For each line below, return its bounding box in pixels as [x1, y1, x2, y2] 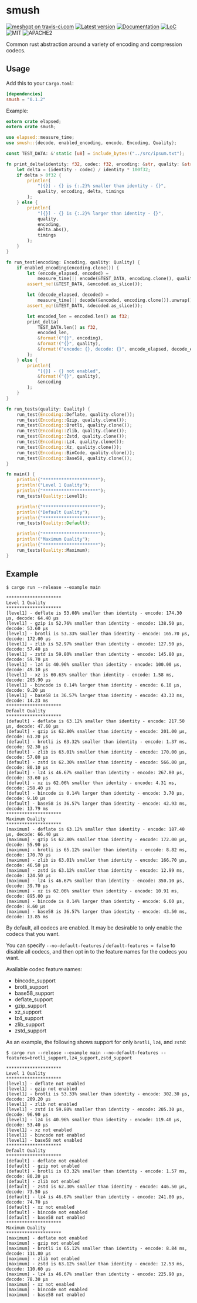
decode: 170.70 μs [6, 852, 51, 858]
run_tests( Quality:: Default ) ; [16, 520, 91, 526]
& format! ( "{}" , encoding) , [37, 335, 104, 341]
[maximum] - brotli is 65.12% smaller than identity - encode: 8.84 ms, [6, 1245, 188, 1252]
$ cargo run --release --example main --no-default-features [6, 1050, 159, 1056]
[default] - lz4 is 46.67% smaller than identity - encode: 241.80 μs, [6, 1194, 185, 1200]
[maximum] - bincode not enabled [6, 1287, 88, 1293]
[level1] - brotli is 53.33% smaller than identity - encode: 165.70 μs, [6, 631, 191, 637]
